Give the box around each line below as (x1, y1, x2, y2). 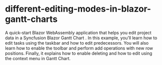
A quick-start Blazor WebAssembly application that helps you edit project (5, 30, 152, 35)
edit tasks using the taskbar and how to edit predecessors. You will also (5, 40, 149, 46)
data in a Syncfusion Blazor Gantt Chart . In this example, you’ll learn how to (5, 35, 157, 41)
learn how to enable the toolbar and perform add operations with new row (5, 45, 153, 51)
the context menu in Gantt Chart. (5, 55, 71, 61)
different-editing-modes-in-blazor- (5, 3, 151, 15)
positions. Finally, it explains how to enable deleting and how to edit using (5, 50, 152, 56)
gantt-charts (5, 14, 58, 25)
